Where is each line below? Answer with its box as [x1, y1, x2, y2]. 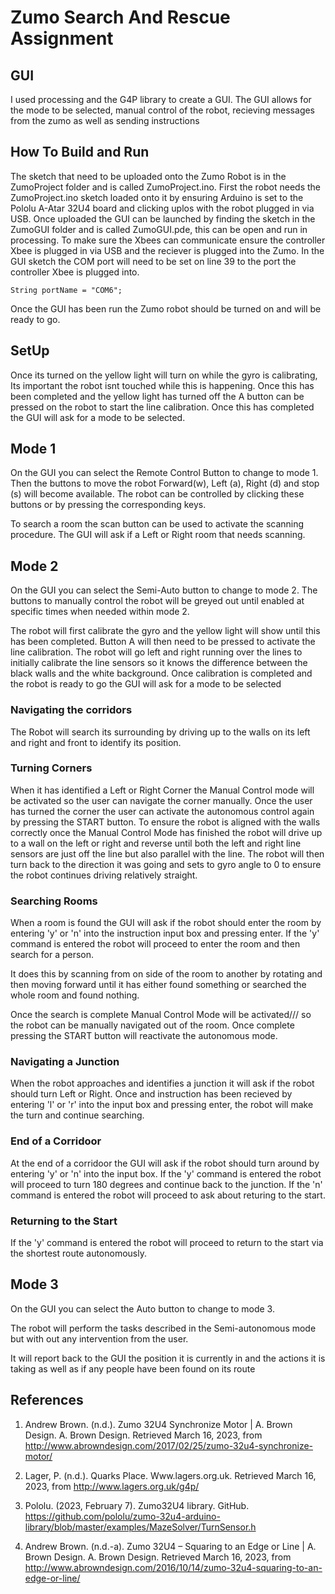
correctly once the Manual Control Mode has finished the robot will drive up [10, 826, 323, 838]
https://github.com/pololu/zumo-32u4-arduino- [24, 1510, 221, 1522]
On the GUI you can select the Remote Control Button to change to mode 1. [10, 467, 319, 479]
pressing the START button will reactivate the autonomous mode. [10, 1030, 278, 1042]
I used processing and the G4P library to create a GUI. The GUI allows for [10, 94, 312, 105]
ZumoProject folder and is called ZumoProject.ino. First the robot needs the [10, 181, 322, 193]
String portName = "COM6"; [10, 285, 123, 295]
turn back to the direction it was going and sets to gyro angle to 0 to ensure [10, 858, 322, 870]
